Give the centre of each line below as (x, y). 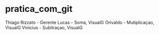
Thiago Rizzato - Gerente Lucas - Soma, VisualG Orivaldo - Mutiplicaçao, (80, 22)
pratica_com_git (39, 9)
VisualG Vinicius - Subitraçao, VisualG (44, 27)
